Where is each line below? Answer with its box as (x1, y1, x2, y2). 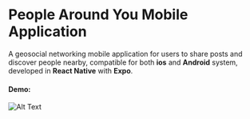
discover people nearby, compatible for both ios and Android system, (8, 58, 238, 67)
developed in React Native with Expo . (8, 65, 133, 75)
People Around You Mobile (8, 6, 188, 24)
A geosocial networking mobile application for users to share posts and (8, 49, 243, 58)
